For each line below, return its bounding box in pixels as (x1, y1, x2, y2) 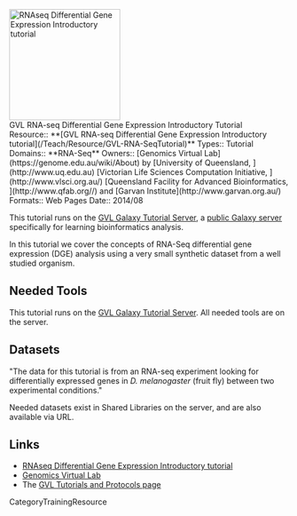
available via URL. (9, 411, 74, 422)
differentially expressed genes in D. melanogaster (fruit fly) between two (9, 375, 275, 385)
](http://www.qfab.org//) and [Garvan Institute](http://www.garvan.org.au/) (9, 186, 282, 196)
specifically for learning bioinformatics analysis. (9, 222, 184, 232)
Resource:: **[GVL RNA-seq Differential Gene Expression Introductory (9, 129, 268, 139)
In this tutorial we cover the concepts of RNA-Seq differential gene (9, 239, 253, 250)
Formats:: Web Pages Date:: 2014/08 (9, 195, 144, 205)
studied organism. (9, 258, 75, 268)
